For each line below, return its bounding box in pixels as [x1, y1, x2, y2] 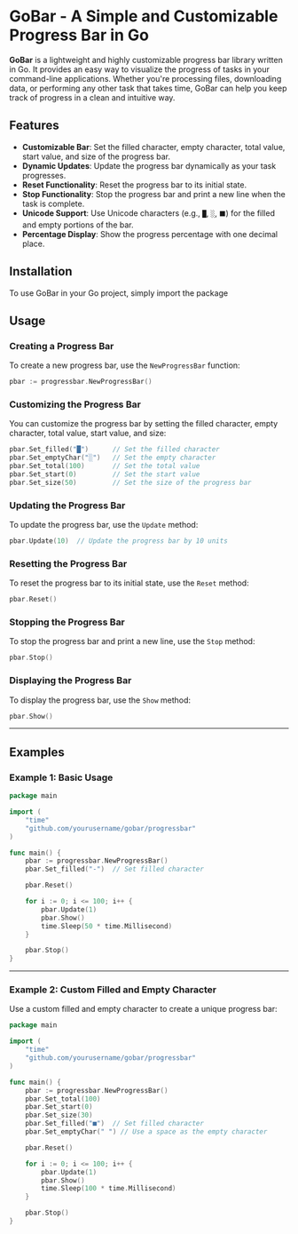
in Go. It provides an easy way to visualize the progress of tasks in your [9, 64, 271, 75]
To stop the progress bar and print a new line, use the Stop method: [9, 636, 255, 647]
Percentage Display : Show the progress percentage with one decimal [21, 228, 278, 239]
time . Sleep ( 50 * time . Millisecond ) [41, 921, 173, 930]
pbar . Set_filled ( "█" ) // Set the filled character [9, 445, 220, 454]
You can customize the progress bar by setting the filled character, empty [9, 418, 278, 429]
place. [21, 238, 45, 249]
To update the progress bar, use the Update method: [9, 520, 199, 530]
